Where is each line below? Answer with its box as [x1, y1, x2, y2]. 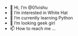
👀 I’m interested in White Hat [9, 10, 68, 16]
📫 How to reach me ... [9, 26, 56, 31]
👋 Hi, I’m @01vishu [9, 5, 48, 10]
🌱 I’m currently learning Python [9, 15, 73, 20]
